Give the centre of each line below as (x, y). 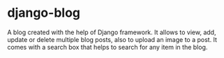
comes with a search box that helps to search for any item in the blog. (107, 47)
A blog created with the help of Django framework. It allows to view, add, (112, 32)
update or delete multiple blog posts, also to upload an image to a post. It (112, 39)
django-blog (44, 13)
